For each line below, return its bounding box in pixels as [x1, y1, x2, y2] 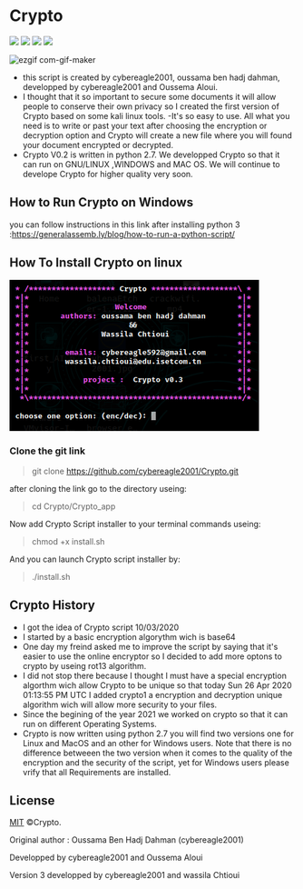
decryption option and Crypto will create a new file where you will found [22, 129, 292, 141]
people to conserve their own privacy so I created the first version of [22, 101, 279, 112]
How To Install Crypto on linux [9, 255, 183, 271]
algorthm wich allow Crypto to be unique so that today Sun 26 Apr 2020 [22, 679, 292, 691]
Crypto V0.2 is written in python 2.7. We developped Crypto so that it [22, 149, 280, 160]
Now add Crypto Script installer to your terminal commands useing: [9, 518, 261, 529]
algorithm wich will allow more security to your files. [22, 699, 218, 710]
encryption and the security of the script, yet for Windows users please [22, 756, 290, 768]
